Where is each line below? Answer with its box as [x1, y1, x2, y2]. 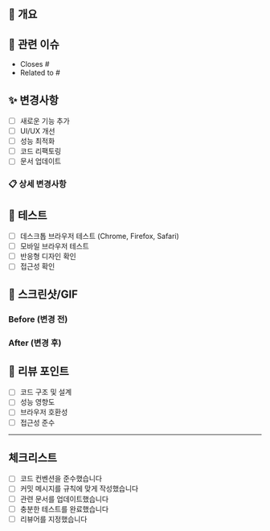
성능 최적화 [19, 136, 55, 146]
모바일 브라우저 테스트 [19, 241, 90, 251]
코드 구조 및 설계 [19, 387, 72, 397]
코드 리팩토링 [19, 146, 62, 156]
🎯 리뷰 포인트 [8, 364, 70, 378]
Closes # [19, 60, 50, 69]
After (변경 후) [8, 337, 62, 348]
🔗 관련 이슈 [8, 37, 60, 51]
